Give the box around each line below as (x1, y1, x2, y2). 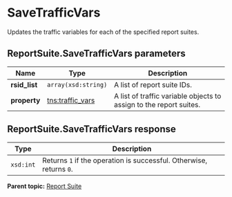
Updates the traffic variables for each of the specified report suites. (7, 28, 200, 36)
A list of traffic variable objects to (113, 91, 222, 101)
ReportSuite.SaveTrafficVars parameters (7, 48, 186, 59)
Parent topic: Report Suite (7, 182, 82, 190)
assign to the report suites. (113, 100, 201, 109)
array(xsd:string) (47, 81, 108, 88)
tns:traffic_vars (47, 95, 95, 105)
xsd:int (10, 160, 36, 169)
